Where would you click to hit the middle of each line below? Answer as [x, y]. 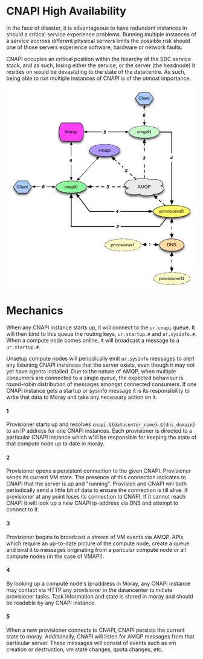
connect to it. [23, 510]
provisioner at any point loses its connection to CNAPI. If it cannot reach [96, 497]
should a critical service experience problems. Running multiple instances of [101, 34]
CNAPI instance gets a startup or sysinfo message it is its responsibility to [98, 391]
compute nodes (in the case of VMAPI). [55, 556]
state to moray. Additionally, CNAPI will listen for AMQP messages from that [100, 637]
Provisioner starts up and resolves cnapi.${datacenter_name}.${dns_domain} [101, 424]
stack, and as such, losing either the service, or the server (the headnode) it [101, 65]
